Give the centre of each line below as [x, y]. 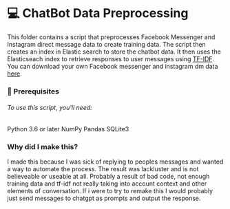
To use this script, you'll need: [50, 108]
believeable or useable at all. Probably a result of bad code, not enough [108, 177]
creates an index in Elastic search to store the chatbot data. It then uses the [114, 52]
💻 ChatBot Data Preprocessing [98, 13]
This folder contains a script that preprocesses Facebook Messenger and [111, 37]
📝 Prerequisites [33, 91]
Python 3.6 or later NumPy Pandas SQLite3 [68, 129]
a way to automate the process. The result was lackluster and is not [103, 169]
